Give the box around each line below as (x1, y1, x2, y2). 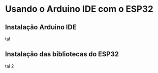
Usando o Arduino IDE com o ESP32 (5, 3, 154, 15)
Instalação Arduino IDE (5, 23, 77, 31)
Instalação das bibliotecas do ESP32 (5, 50, 119, 58)
